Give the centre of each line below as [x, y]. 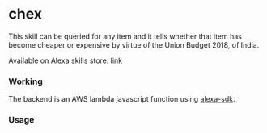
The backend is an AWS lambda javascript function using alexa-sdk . [122, 99]
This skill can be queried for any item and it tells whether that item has [125, 36]
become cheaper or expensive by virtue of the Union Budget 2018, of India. [134, 44]
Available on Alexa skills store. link [66, 60]
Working [25, 81]
